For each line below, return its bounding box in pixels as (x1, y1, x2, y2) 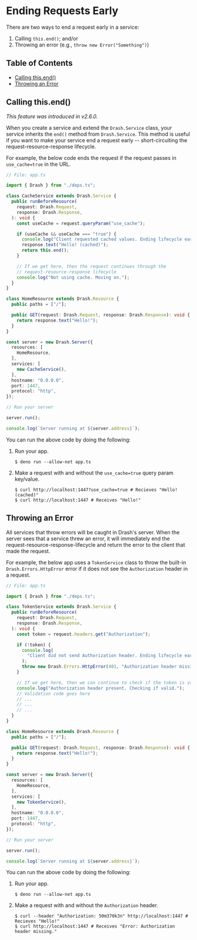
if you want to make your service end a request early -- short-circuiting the (6, 136, 188, 143)
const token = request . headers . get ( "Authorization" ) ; (16, 631, 151, 637)
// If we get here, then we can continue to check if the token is (16, 680, 185, 685)
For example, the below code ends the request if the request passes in (6, 154, 177, 161)
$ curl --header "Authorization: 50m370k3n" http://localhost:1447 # (14, 913, 189, 919)
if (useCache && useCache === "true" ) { (16, 231, 117, 237)
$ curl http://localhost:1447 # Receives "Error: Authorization (14, 924, 175, 929)
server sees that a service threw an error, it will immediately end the (6, 535, 170, 542)
